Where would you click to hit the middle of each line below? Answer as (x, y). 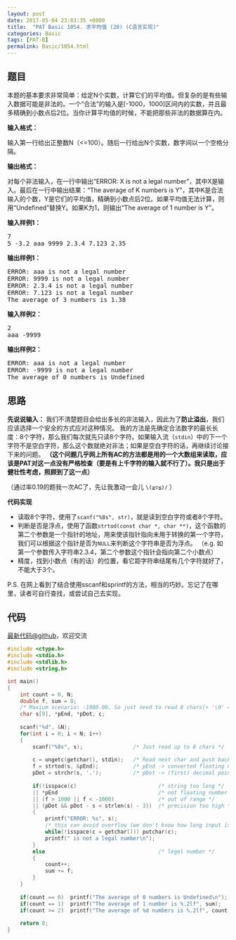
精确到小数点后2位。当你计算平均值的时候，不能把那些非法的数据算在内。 (120, 113)
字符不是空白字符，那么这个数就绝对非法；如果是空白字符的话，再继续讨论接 (118, 445)
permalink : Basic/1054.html (48, 46)
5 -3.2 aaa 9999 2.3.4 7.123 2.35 (67, 243)
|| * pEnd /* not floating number (130, 792)
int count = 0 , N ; (47, 694)
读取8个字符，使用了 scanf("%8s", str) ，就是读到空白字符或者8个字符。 (122, 516)
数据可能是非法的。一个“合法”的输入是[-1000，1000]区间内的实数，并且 (117, 103)
